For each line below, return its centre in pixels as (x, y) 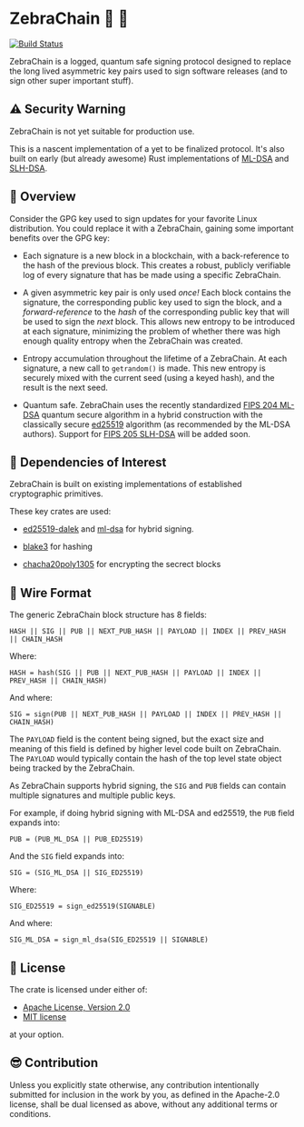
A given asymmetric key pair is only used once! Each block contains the (157, 292)
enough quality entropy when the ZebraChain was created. (132, 341)
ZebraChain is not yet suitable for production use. (102, 131)
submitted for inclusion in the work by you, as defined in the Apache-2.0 (144, 1094)
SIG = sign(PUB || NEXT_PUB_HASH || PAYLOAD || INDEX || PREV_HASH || (146, 714)
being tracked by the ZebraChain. (72, 768)
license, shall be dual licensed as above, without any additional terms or (144, 1104)
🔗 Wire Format (51, 593)
